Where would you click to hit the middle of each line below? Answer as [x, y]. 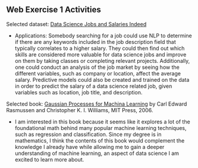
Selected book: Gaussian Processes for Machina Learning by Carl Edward [97, 104]
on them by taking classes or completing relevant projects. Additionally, [102, 61]
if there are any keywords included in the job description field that [95, 42]
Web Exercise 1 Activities [54, 10]
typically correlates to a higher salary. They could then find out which [100, 48]
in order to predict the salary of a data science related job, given [93, 86]
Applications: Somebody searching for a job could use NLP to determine [103, 36]
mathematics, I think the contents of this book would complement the [100, 140]
